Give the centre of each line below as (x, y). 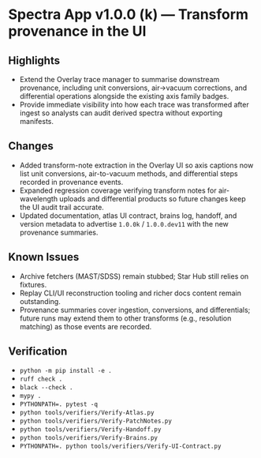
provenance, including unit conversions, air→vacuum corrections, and (133, 88)
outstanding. (40, 301)
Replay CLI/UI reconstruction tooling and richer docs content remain (130, 293)
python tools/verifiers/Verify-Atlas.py (87, 413)
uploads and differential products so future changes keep (152, 198)
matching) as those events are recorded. (86, 326)
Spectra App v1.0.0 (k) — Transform (129, 15)
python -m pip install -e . (65, 371)
